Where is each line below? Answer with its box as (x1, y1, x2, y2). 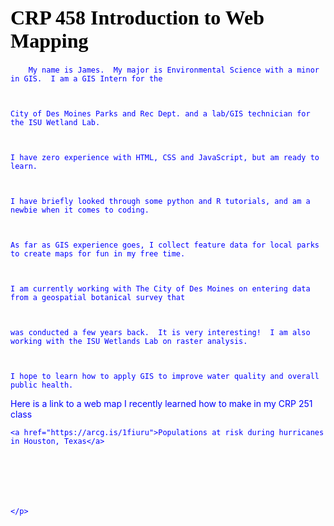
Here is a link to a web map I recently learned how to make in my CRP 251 (10, 398, 313, 410)
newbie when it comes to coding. (10, 205, 150, 216)
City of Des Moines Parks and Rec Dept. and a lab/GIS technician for (10, 109, 311, 119)
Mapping (10, 28, 89, 52)
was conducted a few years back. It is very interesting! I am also (10, 328, 311, 338)
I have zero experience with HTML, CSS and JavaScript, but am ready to (10, 153, 320, 163)
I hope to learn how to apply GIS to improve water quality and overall (10, 372, 320, 382)
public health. (10, 380, 74, 391)
